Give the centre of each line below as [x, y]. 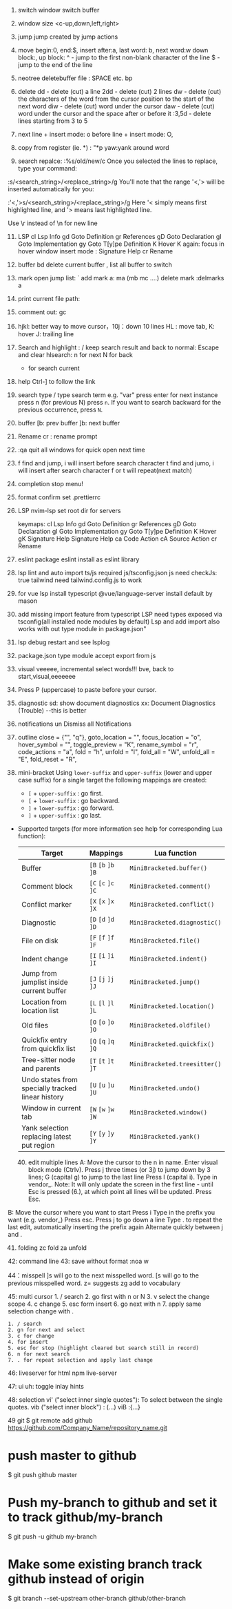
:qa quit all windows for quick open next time [81, 450]
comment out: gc [42, 312]
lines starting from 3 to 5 [53, 121]
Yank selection [45, 1128]
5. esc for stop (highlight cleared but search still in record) [103, 1348]
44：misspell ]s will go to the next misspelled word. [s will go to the [103, 1275]
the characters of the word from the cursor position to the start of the [116, 99]
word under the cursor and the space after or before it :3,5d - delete [114, 114]
